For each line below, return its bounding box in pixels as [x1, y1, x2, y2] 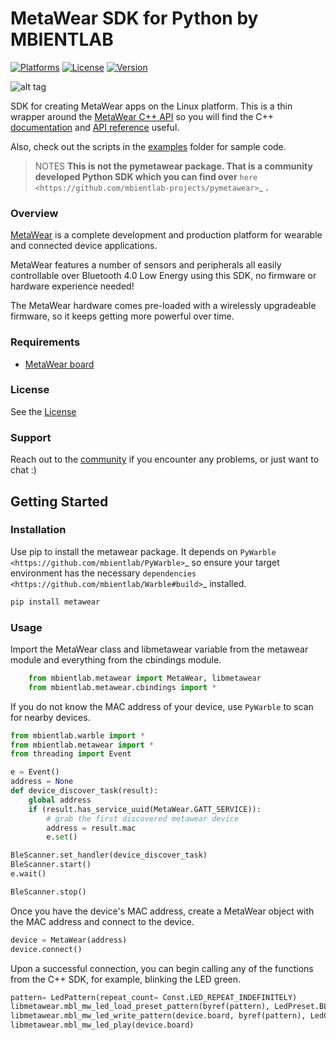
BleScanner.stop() [10, 887, 87, 897]
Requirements [10, 335, 81, 349]
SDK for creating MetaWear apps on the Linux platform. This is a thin [10, 100, 293, 112]
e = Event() [10, 767, 60, 777]
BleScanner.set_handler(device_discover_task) [10, 850, 208, 861]
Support [10, 430, 52, 444]
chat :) [10, 464, 37, 476]
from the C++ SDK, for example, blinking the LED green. [10, 973, 242, 985]
